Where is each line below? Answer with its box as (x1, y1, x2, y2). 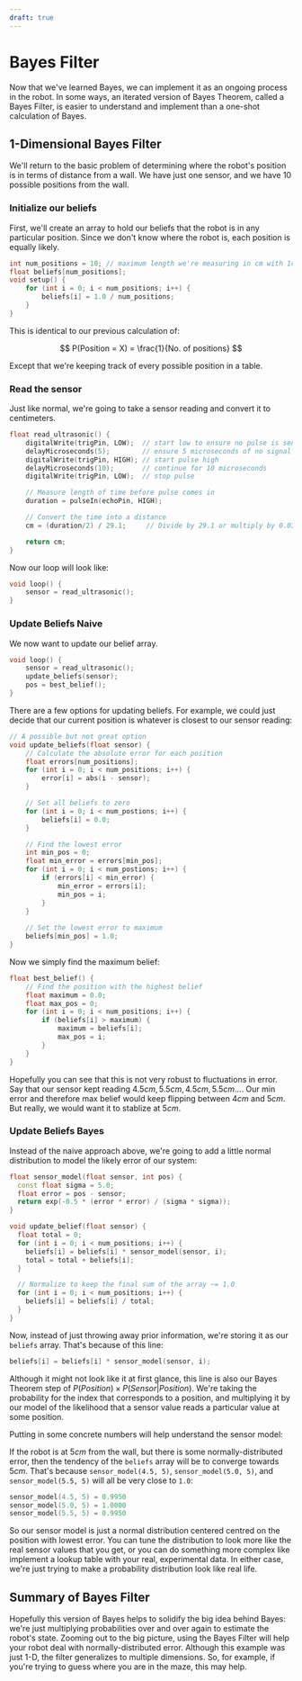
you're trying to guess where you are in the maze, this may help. (9, 1661, 247, 1672)
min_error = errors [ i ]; (57, 881, 147, 891)
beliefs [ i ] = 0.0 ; (41, 815, 111, 824)
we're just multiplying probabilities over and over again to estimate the (9, 1623, 270, 1634)
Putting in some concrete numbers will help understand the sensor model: (9, 1428, 283, 1440)
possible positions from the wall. (9, 179, 129, 190)
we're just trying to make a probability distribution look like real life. (9, 1563, 258, 1575)
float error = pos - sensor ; (17, 1189, 127, 1198)
